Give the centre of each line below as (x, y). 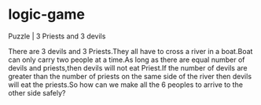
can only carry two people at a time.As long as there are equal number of (127, 60)
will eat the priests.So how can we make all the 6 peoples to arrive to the (126, 85)
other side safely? (37, 92)
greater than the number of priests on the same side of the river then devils (130, 76)
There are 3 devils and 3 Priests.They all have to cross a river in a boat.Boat (130, 51)
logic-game (46, 14)
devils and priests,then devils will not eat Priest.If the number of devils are (128, 67)
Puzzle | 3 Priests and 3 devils (57, 36)
